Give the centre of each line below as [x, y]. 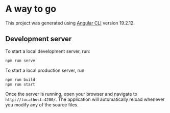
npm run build [20, 79]
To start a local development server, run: [48, 51]
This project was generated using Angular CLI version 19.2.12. [70, 23]
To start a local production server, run [45, 70]
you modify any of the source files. [42, 105]
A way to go [31, 9]
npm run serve [20, 61]
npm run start [20, 84]
